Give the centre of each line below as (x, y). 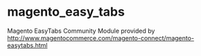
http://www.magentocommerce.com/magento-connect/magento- (101, 38)
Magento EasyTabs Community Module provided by (81, 31)
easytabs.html (27, 45)
